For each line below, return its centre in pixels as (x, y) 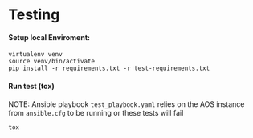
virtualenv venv (35, 55)
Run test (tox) (31, 86)
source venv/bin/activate (51, 62)
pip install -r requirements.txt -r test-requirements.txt (109, 69)
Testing (34, 15)
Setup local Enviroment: (49, 37)
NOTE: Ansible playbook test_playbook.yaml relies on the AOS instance (126, 104)
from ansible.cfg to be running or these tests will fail (96, 112)
